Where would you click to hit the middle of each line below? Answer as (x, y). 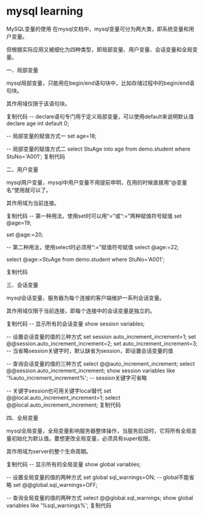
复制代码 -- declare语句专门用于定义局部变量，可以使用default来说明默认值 (100, 116)
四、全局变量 (22, 417)
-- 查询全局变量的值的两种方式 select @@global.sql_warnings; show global (100, 497)
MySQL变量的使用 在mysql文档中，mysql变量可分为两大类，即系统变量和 (98, 29)
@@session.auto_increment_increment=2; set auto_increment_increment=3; (102, 343)
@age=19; (19, 222)
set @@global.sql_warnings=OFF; (56, 485)
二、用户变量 (22, 169)
